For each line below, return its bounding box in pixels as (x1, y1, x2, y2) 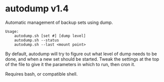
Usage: (5, 29, 19, 34)
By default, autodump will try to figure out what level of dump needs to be (5, 51, 157, 57)
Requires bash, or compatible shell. (5, 71, 78, 77)
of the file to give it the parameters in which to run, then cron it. (5, 61, 135, 67)
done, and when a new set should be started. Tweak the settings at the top (5, 56, 159, 62)
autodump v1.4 (5, 3, 69, 14)
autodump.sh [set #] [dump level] (14, 33, 86, 38)
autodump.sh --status (14, 38, 59, 43)
